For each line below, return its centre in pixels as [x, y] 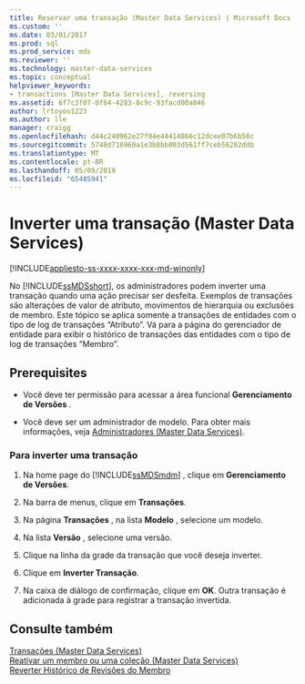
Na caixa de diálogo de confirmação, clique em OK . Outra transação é [154, 591]
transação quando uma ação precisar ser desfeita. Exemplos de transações [151, 296]
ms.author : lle [38, 119]
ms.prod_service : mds [51, 52]
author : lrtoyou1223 [49, 111]
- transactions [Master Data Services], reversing [107, 94]
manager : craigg [40, 128]
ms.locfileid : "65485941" [58, 179]
